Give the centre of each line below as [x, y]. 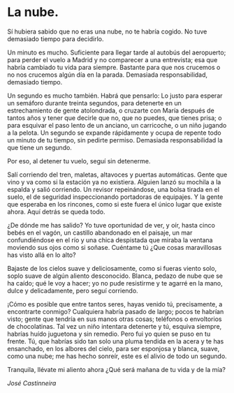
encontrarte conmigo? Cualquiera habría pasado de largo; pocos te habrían [116, 311]
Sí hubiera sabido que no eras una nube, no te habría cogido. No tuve [107, 31]
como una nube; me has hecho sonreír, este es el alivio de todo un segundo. [117, 356]
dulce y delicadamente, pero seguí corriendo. [73, 290]
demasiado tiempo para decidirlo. [56, 38]
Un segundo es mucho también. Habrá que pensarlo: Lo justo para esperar [115, 96]
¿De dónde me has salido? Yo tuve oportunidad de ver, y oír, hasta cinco [111, 225]
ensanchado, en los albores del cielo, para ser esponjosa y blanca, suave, [114, 348]
